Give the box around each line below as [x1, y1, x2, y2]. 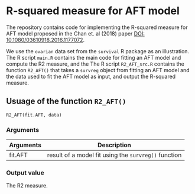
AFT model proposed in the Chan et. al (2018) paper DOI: [6, 30, 145, 37]
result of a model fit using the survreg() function [47, 151, 182, 159]
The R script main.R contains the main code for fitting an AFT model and [6, 54, 181, 61]
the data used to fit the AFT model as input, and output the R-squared [6, 73, 176, 80]
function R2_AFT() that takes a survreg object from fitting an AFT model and [6, 66, 190, 73]
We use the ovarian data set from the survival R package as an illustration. [6, 47, 190, 54]
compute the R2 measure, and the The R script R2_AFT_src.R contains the [6, 60, 185, 67]
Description [97, 141, 132, 149]
